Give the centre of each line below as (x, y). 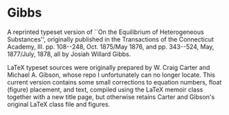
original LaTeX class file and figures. (59, 104)
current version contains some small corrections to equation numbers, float (114, 82)
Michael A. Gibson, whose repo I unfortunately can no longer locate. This (111, 75)
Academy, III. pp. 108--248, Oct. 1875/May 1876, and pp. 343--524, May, (111, 46)
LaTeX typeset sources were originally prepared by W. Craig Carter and (109, 67)
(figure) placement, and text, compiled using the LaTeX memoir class (105, 89)
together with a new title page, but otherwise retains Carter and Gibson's (111, 97)
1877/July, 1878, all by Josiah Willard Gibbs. (69, 54)
